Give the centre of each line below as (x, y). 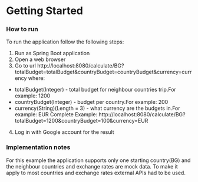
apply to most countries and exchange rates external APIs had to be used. (96, 173)
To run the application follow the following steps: (65, 42)
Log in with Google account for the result (64, 132)
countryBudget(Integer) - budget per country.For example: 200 (91, 102)
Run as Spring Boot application (52, 53)
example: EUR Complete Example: (56, 114)
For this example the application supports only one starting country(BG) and (98, 160)
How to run (22, 29)
